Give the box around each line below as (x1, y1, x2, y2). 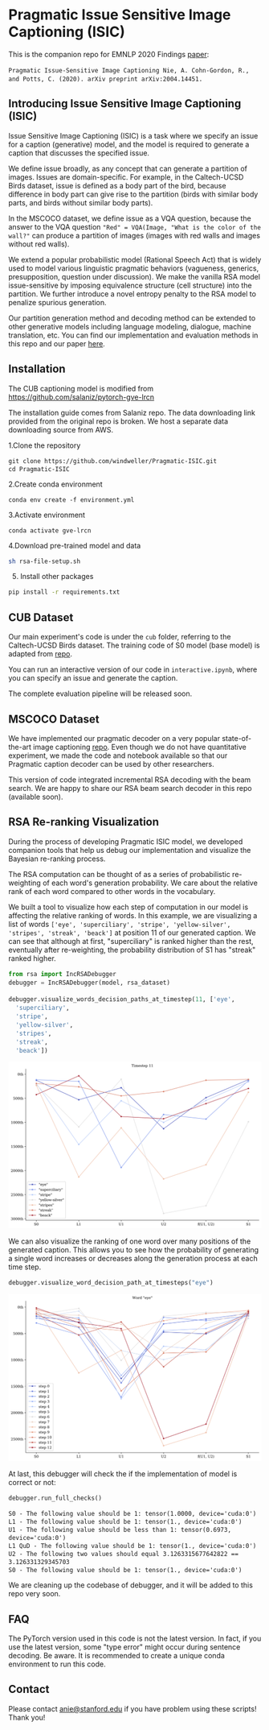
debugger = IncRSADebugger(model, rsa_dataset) (8, 979, 171, 987)
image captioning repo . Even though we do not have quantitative (33, 742, 247, 751)
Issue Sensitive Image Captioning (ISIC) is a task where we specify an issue (8, 130, 259, 140)
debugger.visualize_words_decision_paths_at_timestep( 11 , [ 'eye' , (8, 995, 235, 1004)
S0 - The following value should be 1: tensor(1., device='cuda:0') (8, 1567, 243, 1575)
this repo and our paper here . (8, 338, 106, 348)
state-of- (222, 733, 251, 743)
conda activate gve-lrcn (8, 526, 92, 535)
